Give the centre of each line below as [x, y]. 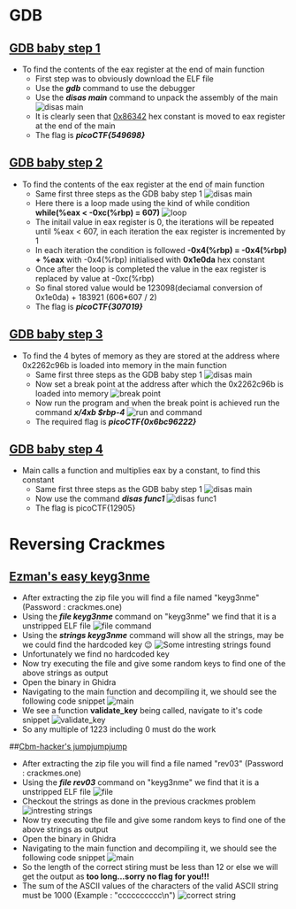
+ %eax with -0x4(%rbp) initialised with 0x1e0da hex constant [150, 259]
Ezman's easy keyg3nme [80, 577]
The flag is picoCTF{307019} [89, 306]
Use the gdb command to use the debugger [115, 88]
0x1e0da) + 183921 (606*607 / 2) [96, 297]
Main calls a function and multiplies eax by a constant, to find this [141, 471]
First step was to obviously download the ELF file [124, 79]
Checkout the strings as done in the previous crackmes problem [139, 801]
